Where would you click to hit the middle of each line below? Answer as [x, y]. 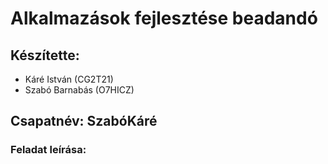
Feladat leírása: [48, 150]
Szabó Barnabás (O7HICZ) [79, 90]
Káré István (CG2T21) [69, 79]
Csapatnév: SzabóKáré [84, 121]
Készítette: [45, 55]
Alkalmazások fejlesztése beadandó [164, 18]
